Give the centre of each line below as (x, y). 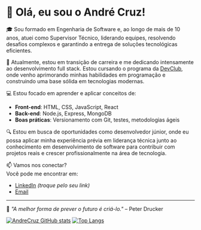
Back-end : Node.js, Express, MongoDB (63, 113)
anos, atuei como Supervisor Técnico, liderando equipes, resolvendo (91, 38)
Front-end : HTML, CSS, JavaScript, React (66, 107)
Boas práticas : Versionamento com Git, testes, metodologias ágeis (97, 120)
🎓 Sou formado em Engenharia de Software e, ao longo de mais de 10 (93, 29)
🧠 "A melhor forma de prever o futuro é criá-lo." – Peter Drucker (85, 208)
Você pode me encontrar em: (42, 174)
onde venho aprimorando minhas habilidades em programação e (86, 75)
